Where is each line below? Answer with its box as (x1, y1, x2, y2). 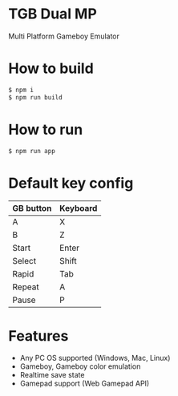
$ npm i (8, 86, 34, 94)
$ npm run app (8, 147, 56, 155)
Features (8, 326, 69, 345)
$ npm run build (8, 93, 63, 101)
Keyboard (59, 203, 98, 214)
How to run (8, 120, 83, 139)
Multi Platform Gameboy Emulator (8, 31, 120, 41)
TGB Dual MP (8, 5, 98, 23)
